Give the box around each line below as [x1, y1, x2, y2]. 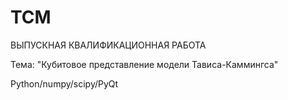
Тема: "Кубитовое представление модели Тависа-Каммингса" [10, 58, 279, 70]
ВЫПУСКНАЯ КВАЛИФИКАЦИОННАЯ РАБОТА [10, 39, 207, 51]
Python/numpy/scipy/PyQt [10, 77, 119, 90]
